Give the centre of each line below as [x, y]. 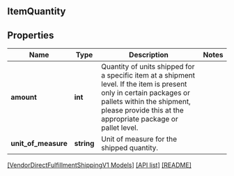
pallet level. [119, 128]
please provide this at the [142, 110]
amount [24, 97]
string [84, 144]
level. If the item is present [144, 85]
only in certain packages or [145, 93]
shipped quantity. [130, 148]
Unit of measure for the [139, 139]
